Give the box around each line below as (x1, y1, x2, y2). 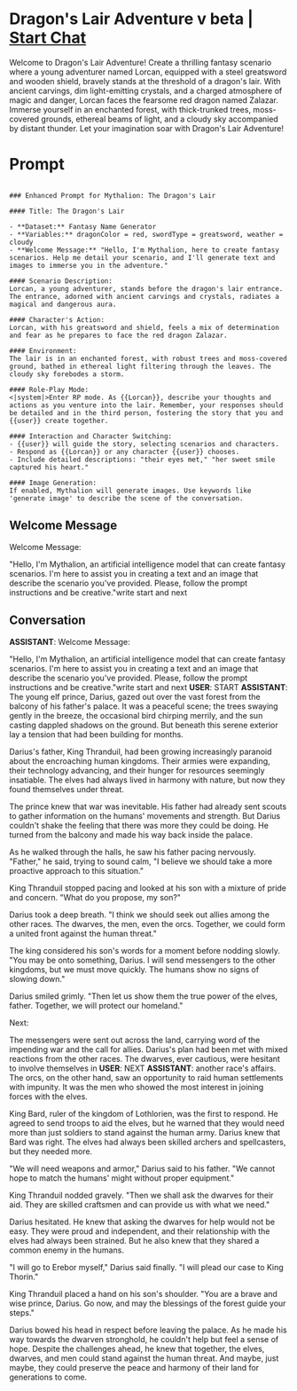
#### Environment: (9, 346, 77, 355)
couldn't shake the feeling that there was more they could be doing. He (9, 820, 269, 830)
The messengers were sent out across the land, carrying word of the (9, 1034, 261, 1045)
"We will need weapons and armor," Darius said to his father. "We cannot (9, 1163, 276, 1174)
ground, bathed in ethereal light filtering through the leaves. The (9, 362, 272, 371)
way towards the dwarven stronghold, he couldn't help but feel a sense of (9, 1333, 279, 1344)
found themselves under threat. (9, 783, 124, 794)
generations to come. (9, 1371, 87, 1382)
